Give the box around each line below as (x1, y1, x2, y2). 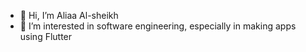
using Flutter (19, 31, 73, 42)
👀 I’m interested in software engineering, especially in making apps (19, 20, 297, 32)
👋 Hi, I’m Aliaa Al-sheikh (19, 10, 119, 21)
